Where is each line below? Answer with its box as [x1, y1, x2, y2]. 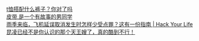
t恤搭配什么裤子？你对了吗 [6, 6, 73, 12]
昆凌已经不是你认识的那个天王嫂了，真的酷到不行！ [6, 28, 135, 35]
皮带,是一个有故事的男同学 [6, 13, 73, 20]
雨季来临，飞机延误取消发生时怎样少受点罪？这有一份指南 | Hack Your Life [6, 21, 193, 28]
